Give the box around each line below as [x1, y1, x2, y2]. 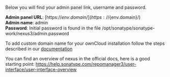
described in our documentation [5, 46, 73, 52]
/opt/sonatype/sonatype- [101, 25, 155, 31]
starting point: [5, 61, 35, 67]
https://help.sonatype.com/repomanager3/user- [35, 61, 136, 67]
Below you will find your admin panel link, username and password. [5, 5, 147, 10]
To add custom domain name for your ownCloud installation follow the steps [5, 40, 165, 46]
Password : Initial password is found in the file [5, 25, 101, 31]
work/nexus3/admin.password [5, 31, 69, 36]
